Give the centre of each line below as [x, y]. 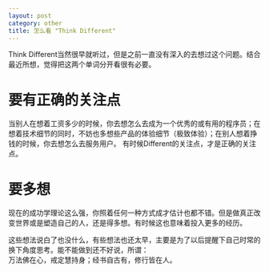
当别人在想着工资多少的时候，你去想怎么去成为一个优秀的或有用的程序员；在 [134, 124]
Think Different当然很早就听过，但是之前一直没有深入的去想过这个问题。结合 [134, 55]
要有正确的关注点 [65, 100]
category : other [35, 23]
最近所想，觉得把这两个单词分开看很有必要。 [82, 64]
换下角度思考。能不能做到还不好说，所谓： [78, 250]
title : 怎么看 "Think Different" [62, 30]
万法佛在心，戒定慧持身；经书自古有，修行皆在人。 [92, 260]
